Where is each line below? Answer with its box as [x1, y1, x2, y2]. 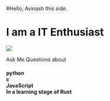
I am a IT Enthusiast [6, 26, 105, 39]
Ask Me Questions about [6, 56, 66, 63]
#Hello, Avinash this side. [6, 5, 68, 12]
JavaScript [6, 82, 34, 89]
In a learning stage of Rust [6, 88, 72, 95]
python [6, 69, 25, 76]
